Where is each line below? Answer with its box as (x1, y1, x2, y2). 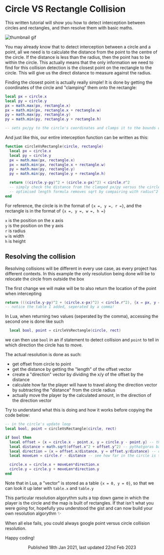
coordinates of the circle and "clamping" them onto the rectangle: (5, 84, 137, 90)
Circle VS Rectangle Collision (5, 3, 126, 15)
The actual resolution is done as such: (5, 352, 82, 358)
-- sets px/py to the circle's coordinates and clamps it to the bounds (5, 126, 156, 131)
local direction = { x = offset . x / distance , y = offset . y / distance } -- (9, 449, 156, 454)
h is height (5, 238, 26, 244)
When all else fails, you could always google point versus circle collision (5, 520, 150, 526)
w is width (5, 233, 24, 239)
